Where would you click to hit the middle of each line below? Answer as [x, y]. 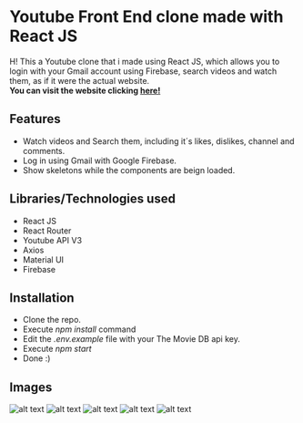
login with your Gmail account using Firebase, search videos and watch [143, 71]
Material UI [43, 259]
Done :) [36, 358]
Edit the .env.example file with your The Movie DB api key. [131, 339]
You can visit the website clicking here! [85, 90]
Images [31, 387]
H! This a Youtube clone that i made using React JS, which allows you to [145, 61]
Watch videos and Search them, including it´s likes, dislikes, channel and [158, 141]
